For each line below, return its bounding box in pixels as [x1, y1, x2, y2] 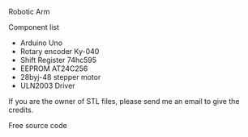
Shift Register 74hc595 [19, 56, 97, 64]
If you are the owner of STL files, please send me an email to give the [8, 97, 240, 106]
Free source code [8, 121, 67, 130]
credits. [8, 105, 34, 114]
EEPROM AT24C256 [19, 64, 88, 73]
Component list [8, 23, 59, 31]
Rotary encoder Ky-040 [19, 47, 100, 56]
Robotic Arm [8, 7, 50, 16]
